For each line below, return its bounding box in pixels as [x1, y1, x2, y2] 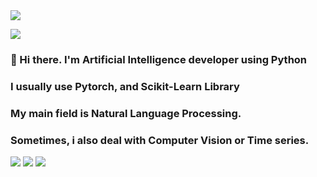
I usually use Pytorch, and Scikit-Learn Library [10, 79, 240, 93]
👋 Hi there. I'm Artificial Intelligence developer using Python [10, 52, 308, 66]
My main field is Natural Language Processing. [10, 106, 242, 120]
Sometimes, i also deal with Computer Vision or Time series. [10, 133, 310, 147]
